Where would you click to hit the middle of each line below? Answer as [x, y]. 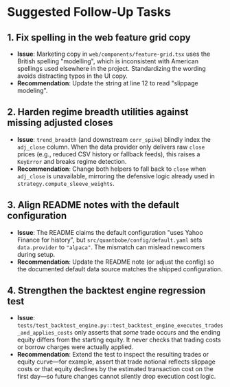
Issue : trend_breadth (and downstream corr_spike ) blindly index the [114, 139]
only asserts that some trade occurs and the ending [148, 333]
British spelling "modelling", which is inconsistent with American [108, 61]
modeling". [32, 91]
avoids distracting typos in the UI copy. [72, 76]
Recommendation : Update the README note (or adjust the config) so [116, 262]
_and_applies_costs [45, 333]
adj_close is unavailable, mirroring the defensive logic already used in [116, 176]
